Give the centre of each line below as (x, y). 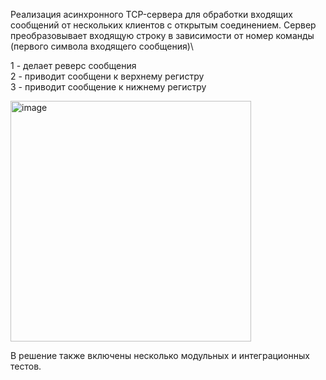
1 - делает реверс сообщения (73, 65)
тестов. (26, 366)
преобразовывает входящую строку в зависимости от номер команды (162, 35)
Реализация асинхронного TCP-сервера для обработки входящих (151, 14)
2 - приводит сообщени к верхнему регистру (107, 76)
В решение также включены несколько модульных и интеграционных (160, 355)
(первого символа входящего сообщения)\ (102, 46)
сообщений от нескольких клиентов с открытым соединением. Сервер (163, 25)
